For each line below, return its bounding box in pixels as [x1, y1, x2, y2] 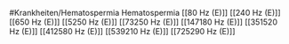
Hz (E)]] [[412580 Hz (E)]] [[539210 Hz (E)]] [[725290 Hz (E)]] [9, 26, 236, 36]
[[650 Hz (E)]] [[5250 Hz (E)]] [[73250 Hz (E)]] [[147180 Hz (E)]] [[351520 [9, 17, 278, 27]
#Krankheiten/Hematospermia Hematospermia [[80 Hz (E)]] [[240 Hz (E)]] [9, 8, 282, 18]
